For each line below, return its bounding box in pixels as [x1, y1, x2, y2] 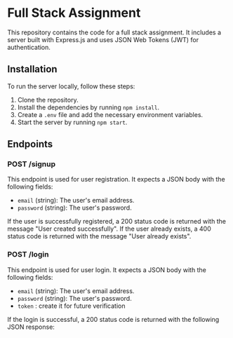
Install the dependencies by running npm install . [17, 103, 160, 111]
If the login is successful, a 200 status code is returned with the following [7, 315, 220, 323]
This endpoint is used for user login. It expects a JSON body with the [7, 265, 207, 274]
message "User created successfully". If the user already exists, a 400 [7, 224, 212, 233]
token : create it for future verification [17, 302, 126, 310]
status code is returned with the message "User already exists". [7, 232, 192, 241]
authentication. [7, 43, 51, 51]
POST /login [7, 250, 49, 259]
